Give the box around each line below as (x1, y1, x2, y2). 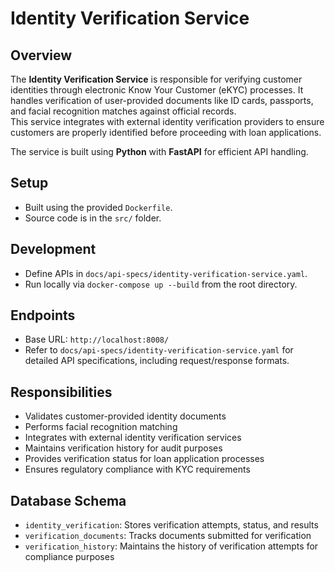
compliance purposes (24, 551, 115, 563)
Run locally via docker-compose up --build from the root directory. (24, 278, 298, 290)
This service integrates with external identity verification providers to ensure (10, 116, 325, 127)
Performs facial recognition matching (24, 421, 178, 433)
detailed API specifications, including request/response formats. (24, 355, 290, 367)
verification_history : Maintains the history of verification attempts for (24, 540, 319, 552)
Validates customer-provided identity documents (24, 410, 227, 422)
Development (10, 241, 97, 258)
